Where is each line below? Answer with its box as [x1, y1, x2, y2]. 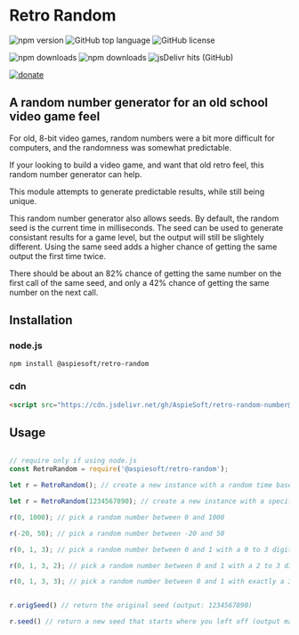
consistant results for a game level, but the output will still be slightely [9, 232, 264, 242]
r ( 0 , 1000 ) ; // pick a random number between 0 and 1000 [9, 513, 225, 522]
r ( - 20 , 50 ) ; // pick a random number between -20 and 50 [9, 529, 225, 538]
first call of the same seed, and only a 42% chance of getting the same [9, 277, 270, 288]
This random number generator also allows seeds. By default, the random [9, 213, 279, 224]
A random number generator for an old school [9, 95, 269, 110]
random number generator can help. [9, 168, 142, 179]
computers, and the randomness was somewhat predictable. [9, 142, 232, 152]
